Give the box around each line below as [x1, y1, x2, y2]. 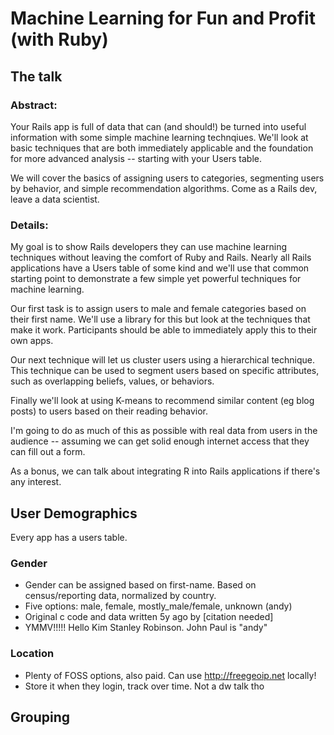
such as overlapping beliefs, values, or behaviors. [10, 375, 215, 387]
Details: [10, 218, 49, 232]
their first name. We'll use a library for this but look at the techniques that [10, 313, 311, 326]
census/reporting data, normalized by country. [24, 590, 217, 602]
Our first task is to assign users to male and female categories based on [10, 303, 307, 315]
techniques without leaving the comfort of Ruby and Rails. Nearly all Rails [10, 252, 312, 264]
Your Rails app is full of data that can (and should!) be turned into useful [10, 120, 307, 132]
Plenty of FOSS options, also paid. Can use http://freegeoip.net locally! [24, 669, 317, 681]
